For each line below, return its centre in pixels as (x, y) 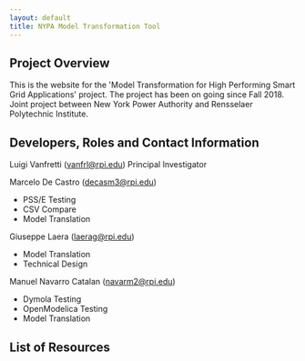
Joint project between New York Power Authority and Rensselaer (131, 105)
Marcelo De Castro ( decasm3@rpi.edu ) (83, 182)
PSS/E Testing (49, 200)
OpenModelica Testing (65, 309)
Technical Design (55, 264)
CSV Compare (50, 209)
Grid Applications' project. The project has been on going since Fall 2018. (147, 95)
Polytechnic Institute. (49, 114)
